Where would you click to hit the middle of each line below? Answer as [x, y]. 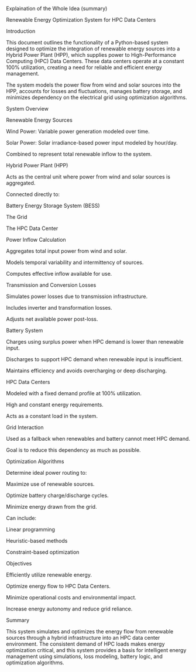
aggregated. [21, 183]
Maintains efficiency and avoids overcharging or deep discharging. [87, 371]
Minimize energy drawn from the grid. [52, 507]
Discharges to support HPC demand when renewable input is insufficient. [94, 359]
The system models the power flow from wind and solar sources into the [93, 85]
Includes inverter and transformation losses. [59, 308]
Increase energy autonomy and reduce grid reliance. [69, 609]
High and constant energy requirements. [55, 404]
